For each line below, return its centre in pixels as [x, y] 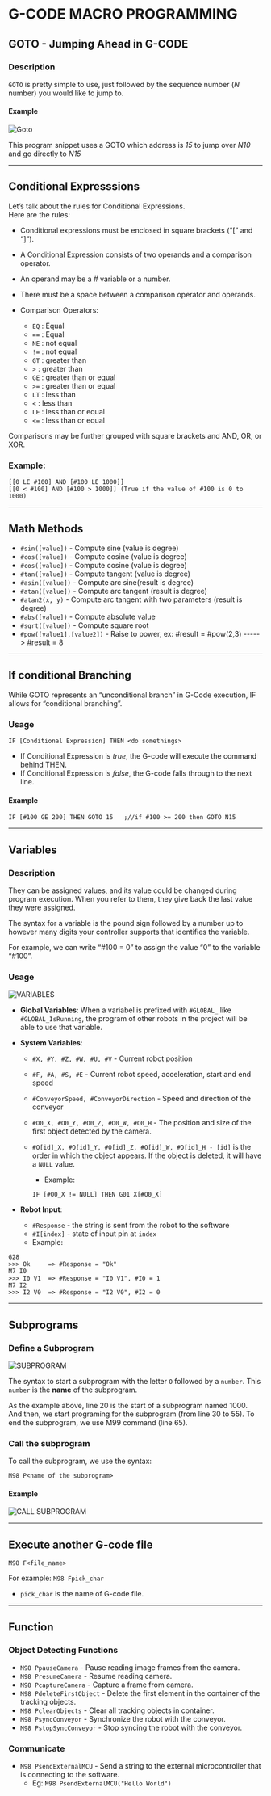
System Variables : [51, 1043]
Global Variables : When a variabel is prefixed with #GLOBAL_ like [125, 1010]
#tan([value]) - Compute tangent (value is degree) [105, 574]
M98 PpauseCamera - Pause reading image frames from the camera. [130, 1667]
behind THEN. [43, 765]
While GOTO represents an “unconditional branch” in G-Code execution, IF [132, 695]
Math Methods [46, 529]
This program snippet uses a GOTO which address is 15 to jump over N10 [130, 145]
